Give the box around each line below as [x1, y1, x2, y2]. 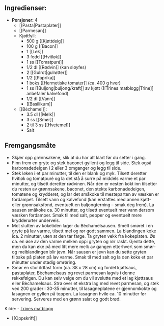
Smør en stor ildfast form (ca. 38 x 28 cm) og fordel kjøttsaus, [11, 264, 137, 270]
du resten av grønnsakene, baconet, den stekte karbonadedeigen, [11, 186, 146, 192]
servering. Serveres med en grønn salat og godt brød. [11, 296, 121, 302]
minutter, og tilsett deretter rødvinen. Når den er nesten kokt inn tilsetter [11, 181, 158, 186]
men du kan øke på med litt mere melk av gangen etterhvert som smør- [11, 244, 156, 250]
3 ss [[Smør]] [26, 116, 54, 122]
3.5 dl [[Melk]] [26, 111, 55, 117]
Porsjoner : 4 [11, 17, 38, 23]
